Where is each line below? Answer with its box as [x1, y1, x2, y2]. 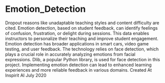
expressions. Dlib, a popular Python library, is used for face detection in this [5, 56, 161, 62]
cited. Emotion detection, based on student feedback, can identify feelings [5, 25, 158, 31]
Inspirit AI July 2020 [5, 72, 47, 78]
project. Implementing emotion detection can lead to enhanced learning [5, 62, 152, 68]
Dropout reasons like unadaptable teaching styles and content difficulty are [5, 20, 160, 26]
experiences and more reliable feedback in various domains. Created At [5, 67, 152, 73]
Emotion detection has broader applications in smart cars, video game [5, 41, 149, 46]
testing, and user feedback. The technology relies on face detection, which [5, 46, 159, 52]
